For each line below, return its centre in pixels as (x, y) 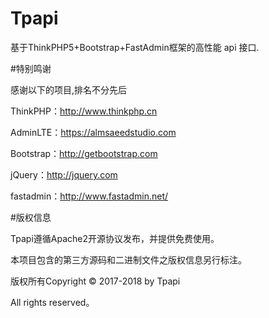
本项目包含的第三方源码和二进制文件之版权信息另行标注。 (128, 259)
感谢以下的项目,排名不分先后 (69, 89)
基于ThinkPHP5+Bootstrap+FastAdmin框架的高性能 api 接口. (135, 47)
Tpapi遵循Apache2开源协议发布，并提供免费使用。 (115, 238)
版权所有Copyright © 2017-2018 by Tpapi (95, 281)
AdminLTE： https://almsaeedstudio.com (93, 132)
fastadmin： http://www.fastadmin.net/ (89, 196)
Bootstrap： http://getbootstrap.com (84, 153)
